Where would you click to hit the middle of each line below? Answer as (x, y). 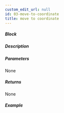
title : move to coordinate (32, 18)
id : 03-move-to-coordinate (32, 14)
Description (17, 46)
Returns (13, 82)
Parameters (17, 58)
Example (14, 105)
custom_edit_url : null (28, 9)
